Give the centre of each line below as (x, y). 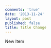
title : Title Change (26, 28)
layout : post (18, 18)
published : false (23, 23)
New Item (15, 41)
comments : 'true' (23, 9)
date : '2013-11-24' (25, 14)
